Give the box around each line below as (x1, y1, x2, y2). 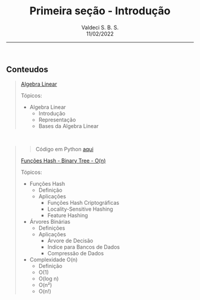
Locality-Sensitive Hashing (47, 205, 113, 212)
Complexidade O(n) (29, 256, 78, 263)
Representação (38, 116, 76, 123)
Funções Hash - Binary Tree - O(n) (20, 157, 106, 164)
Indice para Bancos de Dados (47, 243, 120, 251)
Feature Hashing (47, 211, 88, 218)
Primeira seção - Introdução (29, 4, 171, 18)
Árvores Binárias (29, 218, 70, 225)
